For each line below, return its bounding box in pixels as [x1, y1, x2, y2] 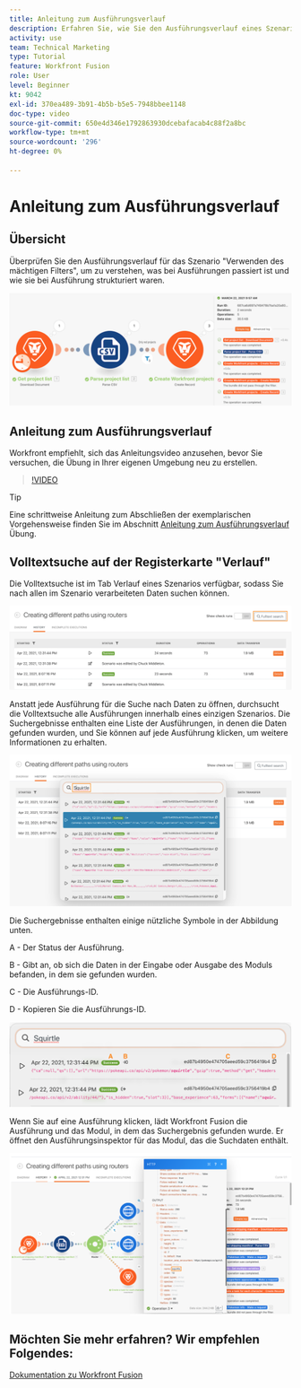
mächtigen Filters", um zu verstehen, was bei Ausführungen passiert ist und [9, 265, 289, 275]
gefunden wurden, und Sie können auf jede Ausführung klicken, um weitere [9, 728, 288, 738]
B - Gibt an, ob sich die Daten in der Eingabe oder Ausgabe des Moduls [9, 960, 273, 971]
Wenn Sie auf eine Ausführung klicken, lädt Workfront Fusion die [9, 1115, 248, 1126]
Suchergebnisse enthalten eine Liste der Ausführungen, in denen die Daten [9, 718, 288, 729]
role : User [9, 72, 50, 81]
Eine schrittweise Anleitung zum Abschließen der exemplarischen [9, 510, 252, 520]
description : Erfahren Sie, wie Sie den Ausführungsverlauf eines [9, 23, 262, 33]
